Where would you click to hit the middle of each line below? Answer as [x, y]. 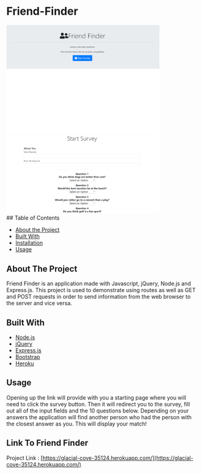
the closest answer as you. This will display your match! [77, 424]
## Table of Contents [33, 218]
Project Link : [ [24, 458]
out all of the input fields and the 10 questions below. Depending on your [98, 411]
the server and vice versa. [39, 303]
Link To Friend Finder [47, 443]
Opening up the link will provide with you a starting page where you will [96, 397]
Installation [29, 243]
